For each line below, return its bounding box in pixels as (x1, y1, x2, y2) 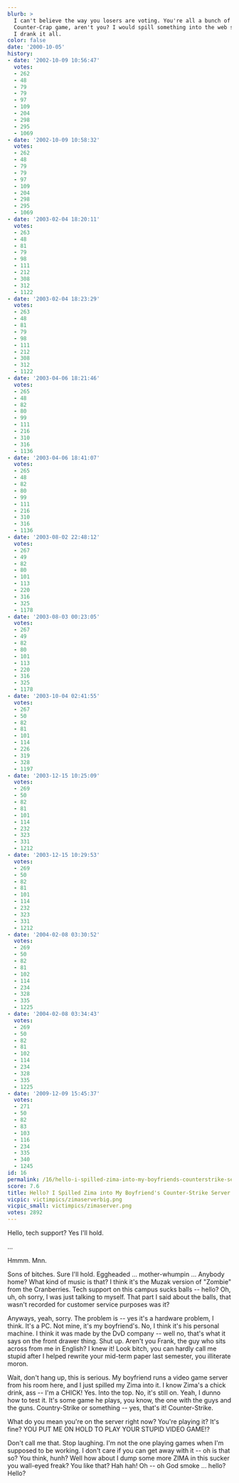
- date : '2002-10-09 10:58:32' (7, 136, 100, 143)
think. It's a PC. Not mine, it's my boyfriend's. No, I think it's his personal (7, 1322, 219, 1330)
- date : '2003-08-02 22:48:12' (7, 534, 100, 541)
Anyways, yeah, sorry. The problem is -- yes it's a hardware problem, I (7, 1314, 214, 1322)
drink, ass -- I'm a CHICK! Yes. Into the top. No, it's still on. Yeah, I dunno (7, 1388, 221, 1397)
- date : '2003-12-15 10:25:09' (7, 772, 100, 779)
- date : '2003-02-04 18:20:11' (7, 216, 100, 223)
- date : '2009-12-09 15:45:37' (7, 1090, 100, 1097)
